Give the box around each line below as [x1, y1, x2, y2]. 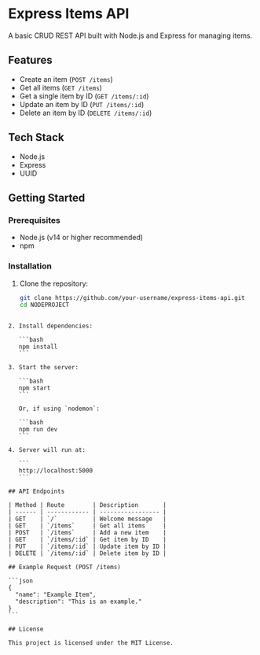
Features [8, 54, 53, 67]
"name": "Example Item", [15, 591, 97, 599]
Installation [8, 261, 53, 272]
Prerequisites [8, 214, 60, 225]
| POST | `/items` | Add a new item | [8, 529, 167, 537]
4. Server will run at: [8, 446, 86, 454]
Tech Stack [8, 131, 64, 144]
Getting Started [8, 191, 86, 205]
